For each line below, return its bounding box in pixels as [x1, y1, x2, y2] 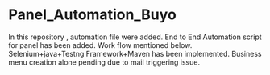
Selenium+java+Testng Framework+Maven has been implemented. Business [8, 49, 262, 58]
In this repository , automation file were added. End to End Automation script [8, 32, 262, 41]
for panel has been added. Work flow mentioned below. [8, 40, 193, 49]
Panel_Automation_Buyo [8, 6, 177, 24]
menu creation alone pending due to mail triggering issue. [8, 57, 200, 67]
